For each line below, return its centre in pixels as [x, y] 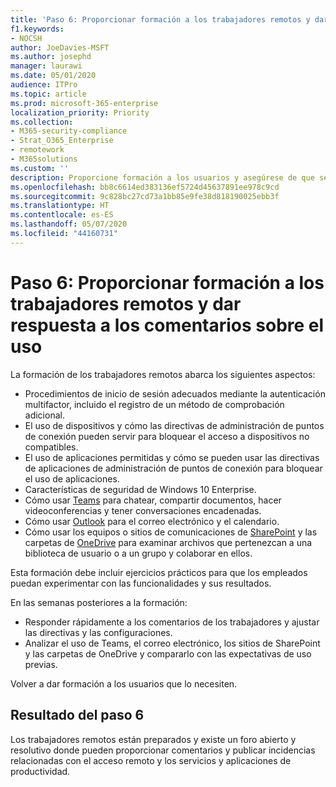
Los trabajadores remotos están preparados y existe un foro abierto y [153, 739]
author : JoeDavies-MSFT [60, 47]
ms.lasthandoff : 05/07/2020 [69, 224]
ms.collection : [42, 122]
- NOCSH [26, 38]
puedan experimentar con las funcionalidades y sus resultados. [141, 583]
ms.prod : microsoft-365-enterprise [84, 103]
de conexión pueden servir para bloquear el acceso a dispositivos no [167, 436]
